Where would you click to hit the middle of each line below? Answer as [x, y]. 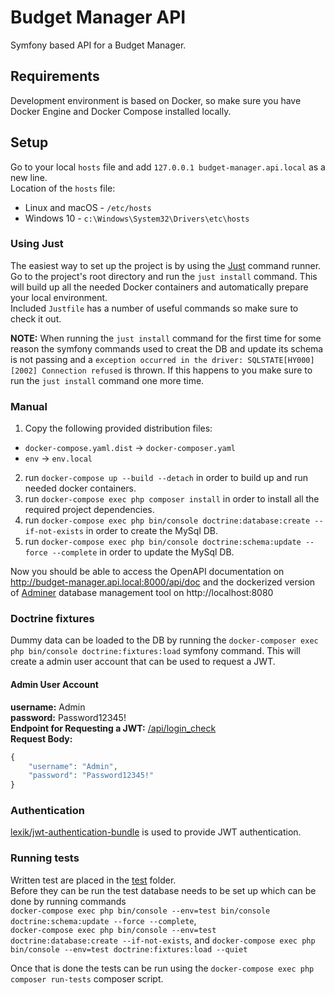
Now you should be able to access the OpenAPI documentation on [147, 572]
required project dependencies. [89, 510]
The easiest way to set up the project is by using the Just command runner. [166, 265]
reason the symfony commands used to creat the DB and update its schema [167, 348]
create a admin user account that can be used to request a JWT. [143, 662]
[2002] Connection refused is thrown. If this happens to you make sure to [161, 370]
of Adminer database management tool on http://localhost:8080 [142, 593]
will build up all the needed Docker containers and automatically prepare [159, 287]
